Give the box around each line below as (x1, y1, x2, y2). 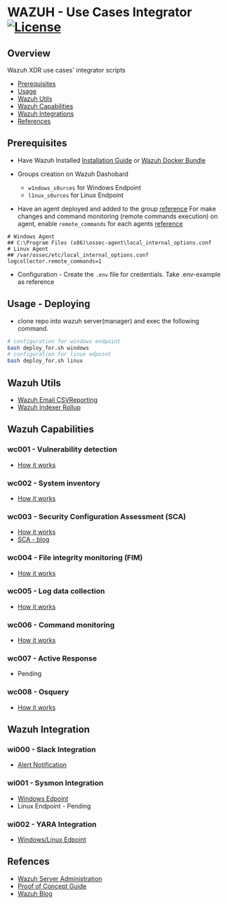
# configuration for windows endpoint (7, 337, 121, 345)
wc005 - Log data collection (7, 586, 105, 596)
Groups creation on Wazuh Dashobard (17, 170, 128, 178)
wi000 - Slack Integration (7, 744, 96, 754)
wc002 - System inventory (7, 478, 100, 488)
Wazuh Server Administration (17, 874, 102, 882)
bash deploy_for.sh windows (7, 344, 90, 351)
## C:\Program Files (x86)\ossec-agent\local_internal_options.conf (7, 239, 212, 246)
